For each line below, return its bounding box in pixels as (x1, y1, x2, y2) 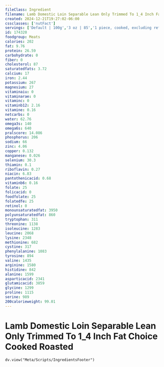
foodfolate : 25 (5, 194, 36, 199)
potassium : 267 (5, 80, 36, 85)
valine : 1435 (5, 258, 32, 263)
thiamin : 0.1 (5, 162, 32, 167)
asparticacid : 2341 (5, 276, 45, 281)
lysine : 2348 (5, 235, 32, 240)
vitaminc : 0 (5, 99, 29, 104)
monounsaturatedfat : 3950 (5, 208, 58, 213)
